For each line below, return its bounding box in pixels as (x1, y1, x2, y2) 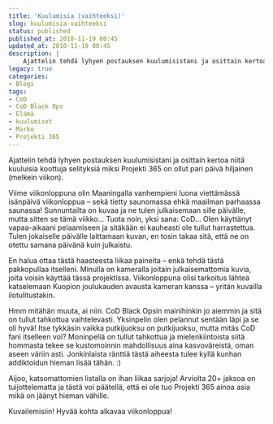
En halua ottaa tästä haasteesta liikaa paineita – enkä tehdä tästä (8, 255, 225, 265)
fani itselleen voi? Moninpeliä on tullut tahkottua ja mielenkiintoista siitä (8, 331, 245, 341)
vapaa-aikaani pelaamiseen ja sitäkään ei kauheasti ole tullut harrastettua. (8, 223, 256, 232)
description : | (8, 50, 60, 58)
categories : (8, 72, 49, 80)
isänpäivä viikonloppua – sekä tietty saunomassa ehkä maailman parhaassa (8, 197, 262, 206)
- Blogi (8, 80, 35, 88)
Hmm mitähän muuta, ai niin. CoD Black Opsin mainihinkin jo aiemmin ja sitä (8, 305, 262, 315)
